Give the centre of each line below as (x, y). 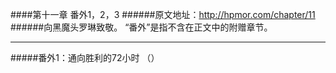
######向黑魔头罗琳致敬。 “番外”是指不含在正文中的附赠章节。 (141, 27)
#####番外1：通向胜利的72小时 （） (85, 57)
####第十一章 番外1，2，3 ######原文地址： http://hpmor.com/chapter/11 (163, 14)
